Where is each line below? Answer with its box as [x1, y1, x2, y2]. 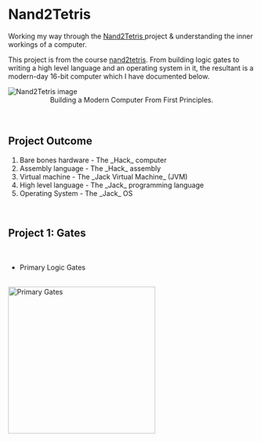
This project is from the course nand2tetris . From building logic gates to [8, 55, 240, 64]
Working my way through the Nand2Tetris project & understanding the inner [8, 31, 253, 41]
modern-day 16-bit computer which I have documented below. [8, 71, 210, 81]
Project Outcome [8, 135, 92, 148]
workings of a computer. [8, 39, 88, 49]
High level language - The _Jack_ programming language [19, 180, 205, 190]
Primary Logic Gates [19, 263, 86, 272]
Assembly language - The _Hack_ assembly [19, 163, 161, 173]
